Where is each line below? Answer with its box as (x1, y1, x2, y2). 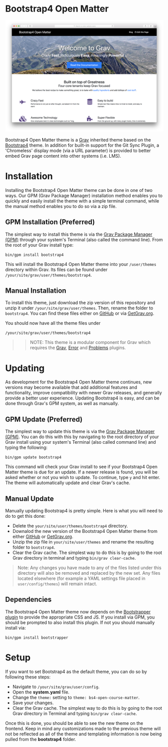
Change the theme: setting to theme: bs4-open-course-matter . (12, 694, 140, 700)
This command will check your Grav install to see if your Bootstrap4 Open (5, 464, 158, 470)
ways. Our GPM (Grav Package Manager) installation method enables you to (5, 192, 163, 198)
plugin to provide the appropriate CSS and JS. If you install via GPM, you (5, 614, 155, 620)
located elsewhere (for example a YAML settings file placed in (17, 575, 145, 581)
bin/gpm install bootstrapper (5, 635, 69, 640)
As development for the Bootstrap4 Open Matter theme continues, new (5, 379, 152, 385)
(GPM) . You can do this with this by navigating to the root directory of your (5, 434, 159, 440)
